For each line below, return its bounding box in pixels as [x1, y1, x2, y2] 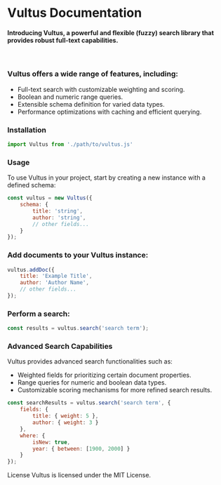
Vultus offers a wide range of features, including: [7, 69, 179, 79]
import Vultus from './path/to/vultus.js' [7, 140, 133, 148]
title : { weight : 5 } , [32, 413, 99, 420]
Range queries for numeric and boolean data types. [17, 378, 167, 387]
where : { [20, 432, 46, 439]
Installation [7, 125, 47, 135]
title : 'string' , [32, 207, 83, 215]
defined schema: [7, 181, 56, 190]
